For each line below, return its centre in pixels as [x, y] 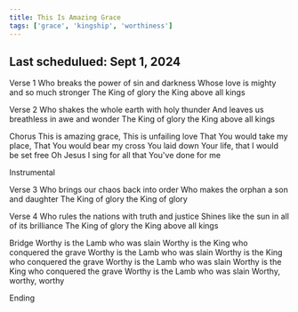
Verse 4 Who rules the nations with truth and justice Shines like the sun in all [149, 216]
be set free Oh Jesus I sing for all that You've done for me [115, 156]
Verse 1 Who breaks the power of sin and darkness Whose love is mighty [143, 83]
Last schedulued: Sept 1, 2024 [95, 62]
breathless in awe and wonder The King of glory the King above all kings [142, 119]
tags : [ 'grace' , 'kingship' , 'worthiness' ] [91, 26]
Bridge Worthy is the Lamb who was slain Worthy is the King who [129, 243]
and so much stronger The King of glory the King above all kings [128, 92]
